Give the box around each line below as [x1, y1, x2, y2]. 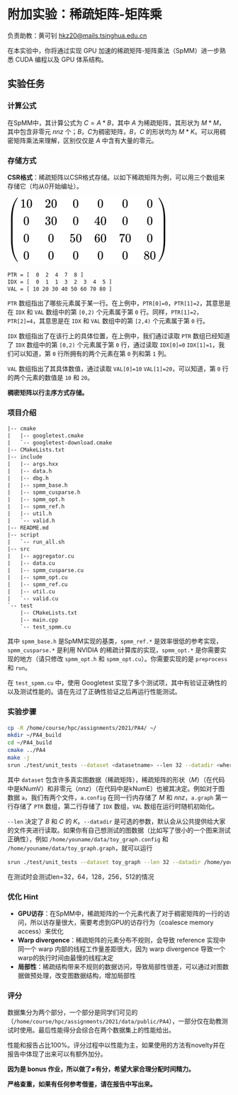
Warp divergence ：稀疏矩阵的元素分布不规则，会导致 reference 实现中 [17, 936, 226, 944]
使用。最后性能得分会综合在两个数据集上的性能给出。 [19, 1026, 175, 1035]
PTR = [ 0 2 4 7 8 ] [7, 271, 84, 279]
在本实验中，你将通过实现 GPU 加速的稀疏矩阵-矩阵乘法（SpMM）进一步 [7, 46, 220, 55]
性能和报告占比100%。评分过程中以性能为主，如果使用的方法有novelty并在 [7, 1041, 225, 1050]
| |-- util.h [7, 510, 52, 517]
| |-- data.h [7, 468, 52, 475]
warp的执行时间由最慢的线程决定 [17, 953, 114, 962]
